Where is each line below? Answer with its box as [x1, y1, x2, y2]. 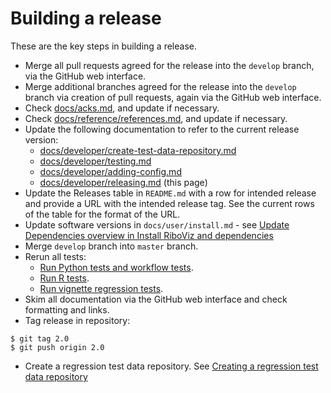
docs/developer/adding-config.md [39, 165, 182, 177]
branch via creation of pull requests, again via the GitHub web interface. [24, 91, 322, 103]
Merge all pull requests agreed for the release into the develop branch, [24, 59, 315, 71]
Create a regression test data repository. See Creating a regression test [24, 360, 319, 372]
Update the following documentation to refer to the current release [24, 123, 300, 135]
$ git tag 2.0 [10, 333, 70, 344]
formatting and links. [24, 303, 110, 316]
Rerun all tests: [24, 250, 87, 262]
